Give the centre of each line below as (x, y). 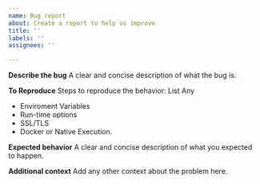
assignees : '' (32, 46)
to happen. (26, 156)
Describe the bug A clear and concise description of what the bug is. (122, 75)
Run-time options (48, 115)
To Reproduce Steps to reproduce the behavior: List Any (102, 91)
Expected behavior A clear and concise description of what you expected (130, 147)
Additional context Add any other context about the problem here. (118, 171)
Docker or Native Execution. (66, 132)
